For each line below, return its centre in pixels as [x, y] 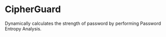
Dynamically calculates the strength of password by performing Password [83, 23]
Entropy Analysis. [23, 28]
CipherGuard [33, 9]
